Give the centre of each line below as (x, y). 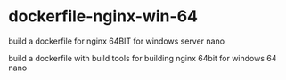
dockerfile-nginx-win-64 (103, 16)
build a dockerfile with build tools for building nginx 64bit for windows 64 (143, 58)
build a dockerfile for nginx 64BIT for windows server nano (116, 41)
